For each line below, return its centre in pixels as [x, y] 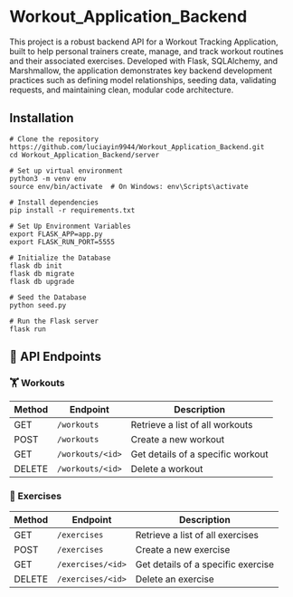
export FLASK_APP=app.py [56, 234]
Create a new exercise [183, 549]
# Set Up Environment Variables [70, 226]
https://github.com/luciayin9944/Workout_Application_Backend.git [137, 147]
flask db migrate [42, 273]
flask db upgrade [42, 281]
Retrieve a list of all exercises [197, 535]
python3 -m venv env [48, 178]
